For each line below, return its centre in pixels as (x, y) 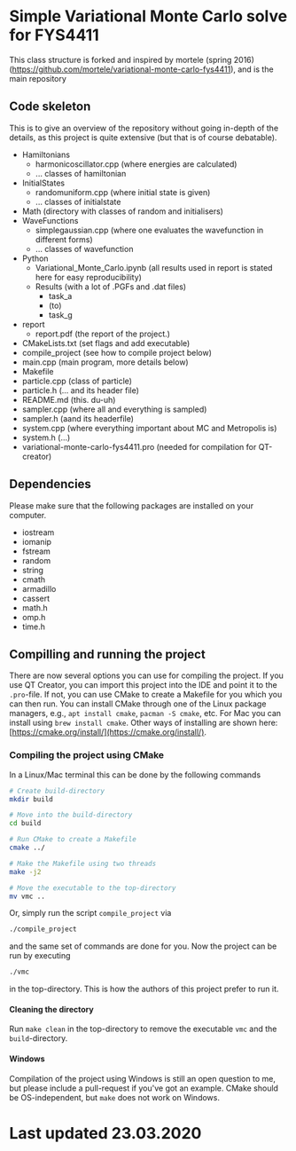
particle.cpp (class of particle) (77, 381)
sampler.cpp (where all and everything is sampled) (114, 409)
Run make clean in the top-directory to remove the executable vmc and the (143, 1029)
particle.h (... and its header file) (81, 390)
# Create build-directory (57, 791)
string (33, 570)
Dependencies (50, 484)
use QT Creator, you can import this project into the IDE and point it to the (143, 685)
